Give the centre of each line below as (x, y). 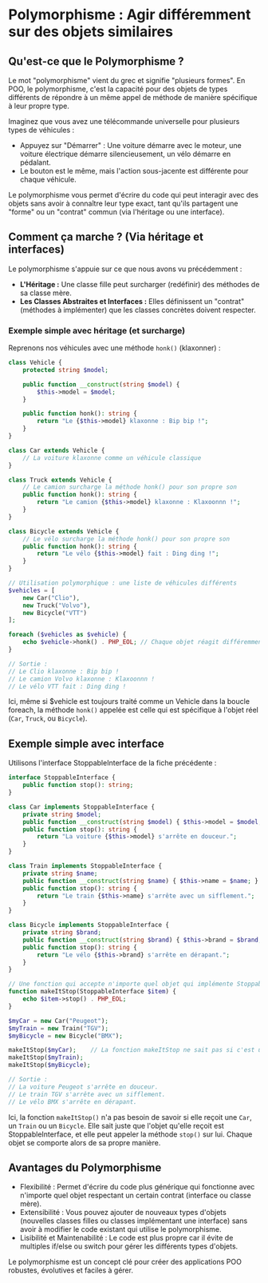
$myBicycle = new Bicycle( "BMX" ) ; (66, 1036)
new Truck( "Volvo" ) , (57, 606)
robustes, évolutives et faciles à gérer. (71, 1270)
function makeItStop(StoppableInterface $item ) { (93, 992)
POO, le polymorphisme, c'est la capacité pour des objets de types (118, 89)
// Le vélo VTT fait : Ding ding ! (67, 686)
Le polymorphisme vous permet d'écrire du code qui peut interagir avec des (134, 195)
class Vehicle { (35, 363)
